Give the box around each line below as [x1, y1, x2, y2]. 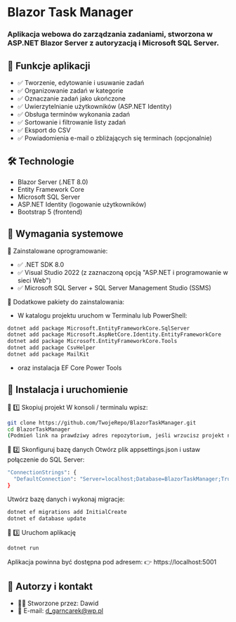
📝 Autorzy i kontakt [7, 581, 93, 592]
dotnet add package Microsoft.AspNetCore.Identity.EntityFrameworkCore [7, 331, 221, 338]
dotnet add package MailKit [7, 351, 90, 358]
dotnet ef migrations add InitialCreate [7, 508, 128, 515]
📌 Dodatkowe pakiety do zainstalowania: [7, 297, 125, 306]
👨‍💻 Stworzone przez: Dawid [17, 599, 99, 608]
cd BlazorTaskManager [7, 426, 71, 433]
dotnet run [7, 544, 39, 552]
